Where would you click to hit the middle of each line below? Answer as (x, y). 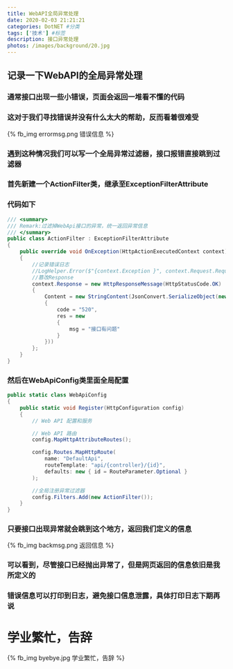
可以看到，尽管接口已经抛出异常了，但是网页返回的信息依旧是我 (114, 565)
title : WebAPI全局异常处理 (43, 14)
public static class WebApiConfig (57, 395)
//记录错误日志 (51, 264)
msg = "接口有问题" (94, 329)
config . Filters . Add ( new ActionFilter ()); (93, 497)
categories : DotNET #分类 (43, 26)
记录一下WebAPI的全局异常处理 (75, 76)
